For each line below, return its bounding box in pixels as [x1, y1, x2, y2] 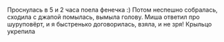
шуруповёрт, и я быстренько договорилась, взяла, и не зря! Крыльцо [7, 20, 212, 28]
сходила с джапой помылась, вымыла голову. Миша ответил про [7, 13, 200, 21]
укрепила [7, 27, 36, 35]
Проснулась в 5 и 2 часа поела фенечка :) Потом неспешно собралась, [7, 6, 218, 14]
